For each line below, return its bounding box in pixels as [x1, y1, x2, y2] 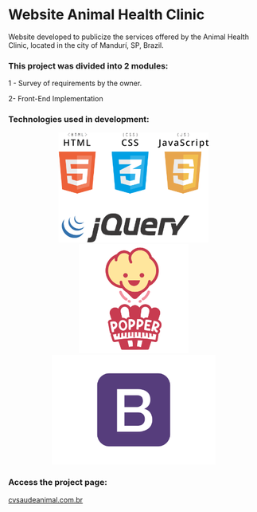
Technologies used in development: [8, 114, 150, 125]
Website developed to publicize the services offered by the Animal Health [8, 32, 249, 41]
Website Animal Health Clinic [8, 6, 205, 24]
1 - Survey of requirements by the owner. [8, 78, 142, 89]
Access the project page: [8, 477, 107, 488]
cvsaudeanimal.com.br [8, 494, 84, 504]
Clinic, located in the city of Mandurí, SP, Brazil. [8, 40, 165, 49]
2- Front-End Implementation [8, 94, 103, 104]
